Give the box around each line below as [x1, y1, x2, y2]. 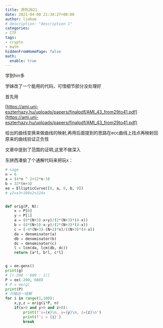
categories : [5, 26, 30, 31]
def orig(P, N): [5, 204, 39, 209]
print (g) [5, 268, 23, 273]
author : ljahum [5, 16, 37, 21]
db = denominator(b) [14, 236, 57, 241]
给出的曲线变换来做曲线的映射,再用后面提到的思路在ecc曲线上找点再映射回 [5, 130, 159, 136]
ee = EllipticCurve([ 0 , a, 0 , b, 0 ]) [5, 185, 84, 191]
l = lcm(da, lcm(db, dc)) [14, 245, 68, 251]
